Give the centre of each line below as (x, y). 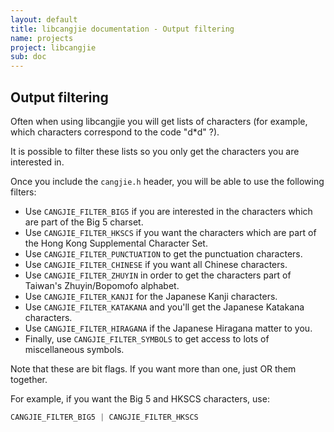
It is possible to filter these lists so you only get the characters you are (155, 151)
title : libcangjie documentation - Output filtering (122, 29)
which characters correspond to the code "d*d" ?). (115, 132)
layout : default (44, 19)
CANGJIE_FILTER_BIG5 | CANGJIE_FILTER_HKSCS (104, 417)
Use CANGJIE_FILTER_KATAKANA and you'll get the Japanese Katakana (164, 307)
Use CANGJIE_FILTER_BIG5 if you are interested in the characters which (168, 211)
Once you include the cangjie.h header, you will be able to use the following (167, 181)
